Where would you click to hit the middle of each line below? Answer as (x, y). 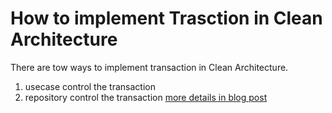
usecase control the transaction (90, 86)
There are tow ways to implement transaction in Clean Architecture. (149, 67)
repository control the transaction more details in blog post (146, 97)
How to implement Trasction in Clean (166, 18)
